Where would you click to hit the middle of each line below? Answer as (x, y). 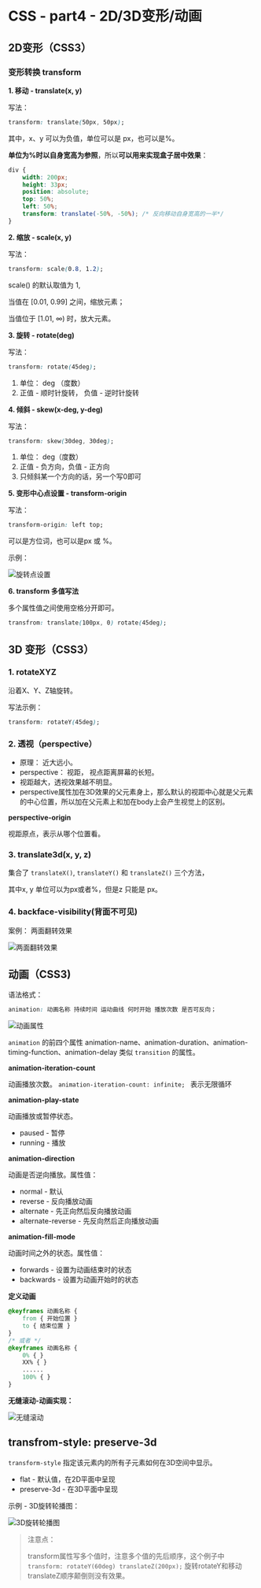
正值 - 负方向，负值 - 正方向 (64, 467)
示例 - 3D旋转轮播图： (44, 1505)
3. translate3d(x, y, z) (50, 854)
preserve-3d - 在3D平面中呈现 (68, 1489)
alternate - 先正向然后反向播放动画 (75, 1211)
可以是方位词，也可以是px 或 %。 (62, 541)
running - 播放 (42, 1143)
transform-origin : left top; (56, 525)
